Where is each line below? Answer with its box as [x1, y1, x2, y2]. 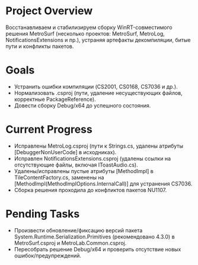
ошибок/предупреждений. [14, 252, 81, 259]
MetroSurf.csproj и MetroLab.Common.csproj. [14, 239, 127, 247]
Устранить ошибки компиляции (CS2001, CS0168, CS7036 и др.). [14, 83, 178, 90]
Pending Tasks [5, 207, 80, 221]
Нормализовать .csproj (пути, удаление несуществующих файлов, [14, 89, 183, 96]
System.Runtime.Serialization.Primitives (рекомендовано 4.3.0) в [14, 233, 175, 240]
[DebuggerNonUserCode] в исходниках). [14, 148, 117, 155]
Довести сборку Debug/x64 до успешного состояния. [14, 102, 151, 109]
